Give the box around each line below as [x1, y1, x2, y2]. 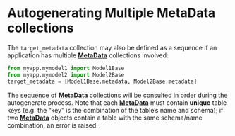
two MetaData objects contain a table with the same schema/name [7, 113, 203, 122]
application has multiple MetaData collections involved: [7, 51, 169, 59]
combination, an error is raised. [7, 120, 99, 129]
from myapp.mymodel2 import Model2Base [7, 71, 125, 79]
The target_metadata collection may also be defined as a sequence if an [7, 43, 217, 52]
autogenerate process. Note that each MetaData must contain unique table [7, 98, 227, 107]
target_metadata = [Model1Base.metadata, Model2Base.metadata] [7, 78, 198, 85]
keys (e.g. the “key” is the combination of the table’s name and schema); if [7, 106, 224, 114]
